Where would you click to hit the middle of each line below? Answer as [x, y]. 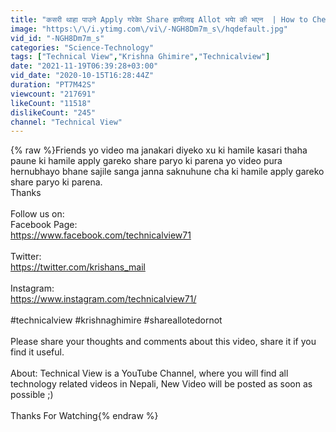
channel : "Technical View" [66, 122]
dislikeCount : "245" [53, 112]
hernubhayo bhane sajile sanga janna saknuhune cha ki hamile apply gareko [167, 172]
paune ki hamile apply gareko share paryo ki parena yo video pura [146, 161]
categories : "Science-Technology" [82, 47]
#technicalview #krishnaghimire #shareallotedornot [116, 320]
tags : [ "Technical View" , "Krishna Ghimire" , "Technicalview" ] [140, 57]
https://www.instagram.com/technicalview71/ [103, 299]
